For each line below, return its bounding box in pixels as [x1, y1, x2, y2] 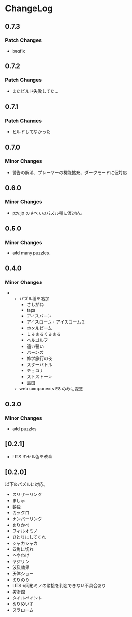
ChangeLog [5, 3, 53, 14]
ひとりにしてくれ [12, 534, 46, 540]
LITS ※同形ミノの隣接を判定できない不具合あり [12, 583, 106, 589]
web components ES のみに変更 [19, 386, 83, 391]
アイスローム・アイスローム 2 [26, 319, 85, 325]
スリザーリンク [12, 492, 42, 497]
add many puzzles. [12, 250, 50, 256]
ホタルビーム [26, 325, 52, 331]
